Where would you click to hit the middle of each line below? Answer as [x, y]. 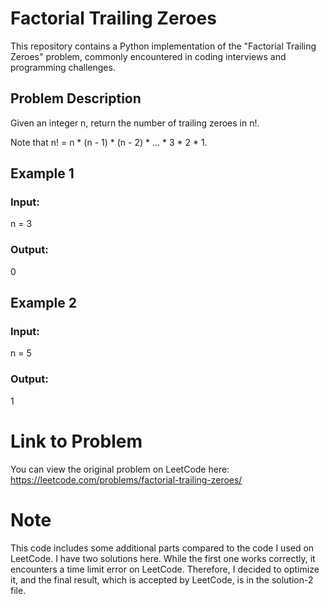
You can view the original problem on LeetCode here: [120, 469]
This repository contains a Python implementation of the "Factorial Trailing [163, 46]
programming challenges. [63, 67]
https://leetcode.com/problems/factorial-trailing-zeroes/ [126, 479]
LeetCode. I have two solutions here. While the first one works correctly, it [163, 558]
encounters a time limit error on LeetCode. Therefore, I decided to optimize [165, 569]
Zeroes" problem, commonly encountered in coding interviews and [148, 56]
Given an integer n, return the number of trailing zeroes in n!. [135, 123]
